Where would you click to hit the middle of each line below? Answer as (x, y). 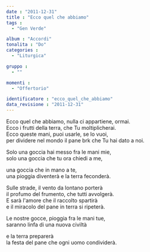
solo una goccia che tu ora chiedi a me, (54, 158)
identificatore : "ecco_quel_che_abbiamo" (60, 99)
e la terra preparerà (30, 236)
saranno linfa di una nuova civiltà (47, 225)
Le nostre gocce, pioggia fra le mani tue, (56, 218)
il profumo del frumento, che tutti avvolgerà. (60, 194)
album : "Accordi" (29, 39)
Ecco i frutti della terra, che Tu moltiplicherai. (61, 128)
